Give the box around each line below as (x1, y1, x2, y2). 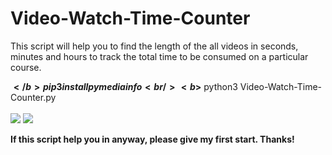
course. (10, 61, 42, 73)
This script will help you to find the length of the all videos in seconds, (10, 40, 299, 52)
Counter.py (10, 91, 57, 103)
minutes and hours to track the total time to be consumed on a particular (10, 50, 309, 62)
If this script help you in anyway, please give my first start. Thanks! (10, 133, 295, 145)
